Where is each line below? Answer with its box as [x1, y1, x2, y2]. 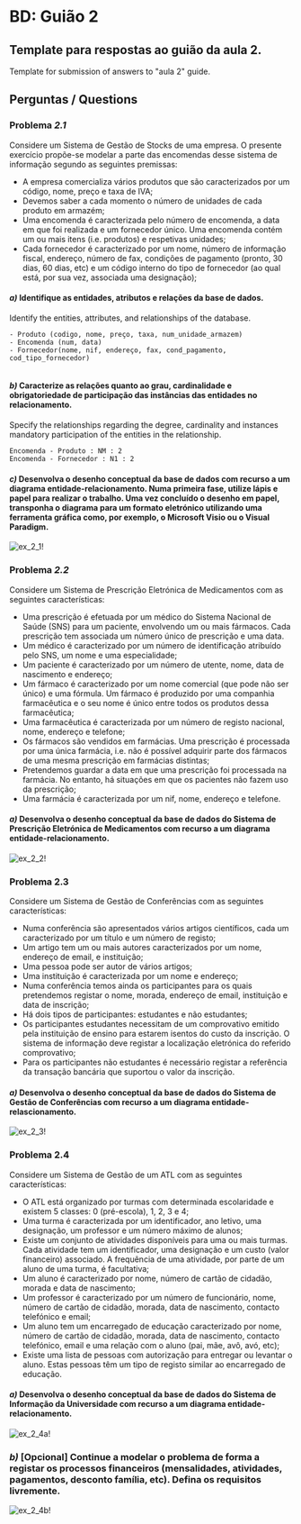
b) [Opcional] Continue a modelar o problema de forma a [9, 1450, 261, 1463]
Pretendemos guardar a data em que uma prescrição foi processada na [22, 764, 288, 776]
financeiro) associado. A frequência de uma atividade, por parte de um [22, 1254, 285, 1265]
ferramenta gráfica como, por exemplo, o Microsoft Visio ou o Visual [9, 512, 270, 522]
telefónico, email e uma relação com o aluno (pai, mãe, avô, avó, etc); [22, 1339, 280, 1350]
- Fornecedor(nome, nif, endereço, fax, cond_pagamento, [9, 345, 227, 355]
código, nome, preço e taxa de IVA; [22, 186, 154, 196]
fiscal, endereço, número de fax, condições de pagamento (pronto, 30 [22, 252, 283, 263]
